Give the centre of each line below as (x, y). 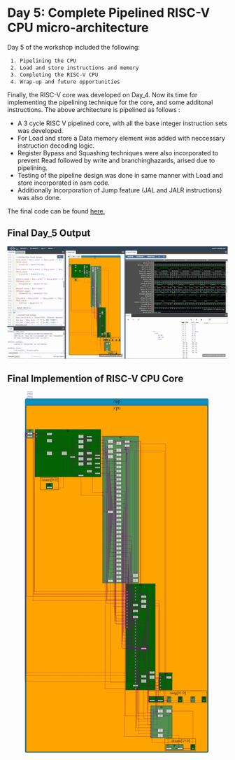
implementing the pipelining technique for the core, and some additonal (110, 102)
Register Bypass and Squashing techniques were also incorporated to (118, 153)
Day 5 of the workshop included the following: (73, 47)
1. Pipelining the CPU (43, 61)
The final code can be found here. (56, 211)
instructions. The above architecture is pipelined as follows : (94, 109)
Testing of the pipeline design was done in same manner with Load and (120, 175)
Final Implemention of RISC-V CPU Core (95, 378)
